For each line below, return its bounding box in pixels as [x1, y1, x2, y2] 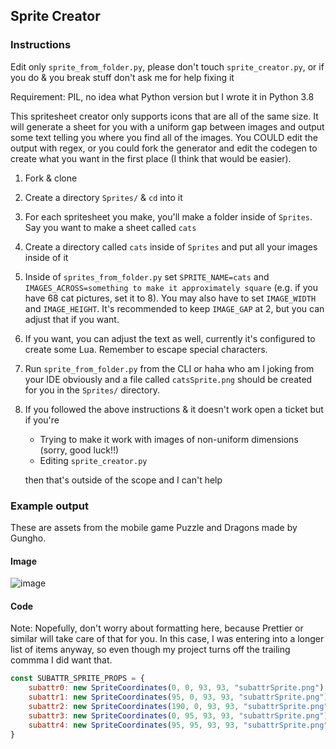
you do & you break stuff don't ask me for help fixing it [10, 71, 235, 83]
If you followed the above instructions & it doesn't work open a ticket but [24, 403, 324, 415]
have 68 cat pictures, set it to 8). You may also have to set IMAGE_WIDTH [24, 292, 317, 304]
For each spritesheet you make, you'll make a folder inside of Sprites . [24, 210, 313, 223]
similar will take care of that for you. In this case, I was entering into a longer [10, 633, 325, 645]
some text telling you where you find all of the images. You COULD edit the [10, 131, 318, 143]
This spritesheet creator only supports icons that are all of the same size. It [10, 110, 319, 122]
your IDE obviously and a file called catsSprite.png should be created [24, 373, 313, 385]
